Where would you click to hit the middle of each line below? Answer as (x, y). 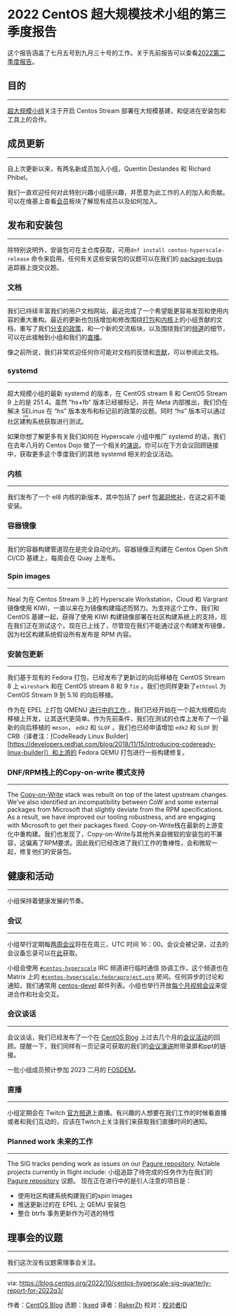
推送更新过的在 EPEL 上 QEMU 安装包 (72, 1204)
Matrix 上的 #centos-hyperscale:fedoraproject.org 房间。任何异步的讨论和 (116, 976)
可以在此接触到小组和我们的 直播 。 (57, 337)
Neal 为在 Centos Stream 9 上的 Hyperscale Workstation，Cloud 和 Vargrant (118, 599)
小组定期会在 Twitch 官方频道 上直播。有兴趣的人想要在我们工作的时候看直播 (117, 1113)
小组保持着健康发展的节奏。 (47, 901)
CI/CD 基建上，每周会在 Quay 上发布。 (63, 558)
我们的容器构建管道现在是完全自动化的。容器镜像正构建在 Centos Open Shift (118, 549)
